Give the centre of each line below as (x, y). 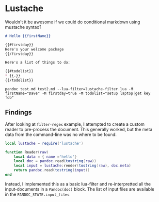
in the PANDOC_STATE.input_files (37, 194)
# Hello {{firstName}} (28, 36)
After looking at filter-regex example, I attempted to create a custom (75, 124)
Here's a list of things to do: (38, 63)
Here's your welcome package (34, 49)
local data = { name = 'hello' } (45, 157)
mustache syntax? (23, 27)
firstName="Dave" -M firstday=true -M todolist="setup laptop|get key (78, 93)
